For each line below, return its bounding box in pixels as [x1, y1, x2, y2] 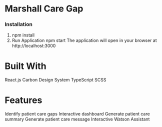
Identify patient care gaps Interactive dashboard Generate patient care [4, 111, 150, 117]
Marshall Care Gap [4, 3, 83, 14]
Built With [4, 60, 46, 71]
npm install [11, 32, 35, 38]
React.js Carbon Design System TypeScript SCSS [4, 77, 106, 83]
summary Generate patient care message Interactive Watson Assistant [4, 116, 150, 122]
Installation [4, 21, 33, 28]
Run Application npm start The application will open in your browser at [11, 37, 157, 43]
